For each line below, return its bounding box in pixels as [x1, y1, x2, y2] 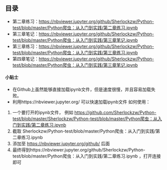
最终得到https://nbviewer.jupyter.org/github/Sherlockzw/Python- [12, 147, 146, 153]
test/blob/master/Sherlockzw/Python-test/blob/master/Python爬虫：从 [12, 116, 158, 122]
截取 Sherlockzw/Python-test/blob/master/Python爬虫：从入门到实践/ [12, 128, 156, 134]
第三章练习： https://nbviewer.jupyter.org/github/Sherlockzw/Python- [12, 43, 155, 49]
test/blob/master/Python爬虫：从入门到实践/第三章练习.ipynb [12, 49, 138, 55]
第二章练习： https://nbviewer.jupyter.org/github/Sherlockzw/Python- [12, 18, 155, 24]
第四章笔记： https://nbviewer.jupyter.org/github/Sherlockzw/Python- [12, 56, 155, 62]
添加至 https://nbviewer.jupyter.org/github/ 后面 [12, 141, 110, 147]
